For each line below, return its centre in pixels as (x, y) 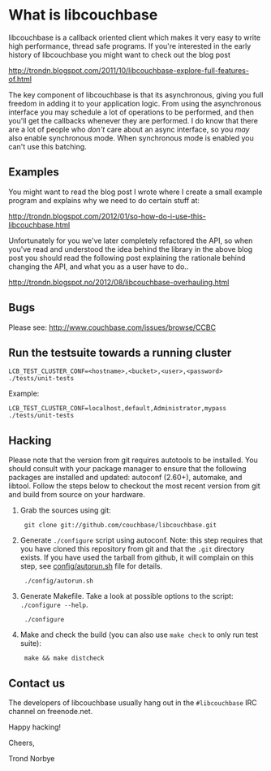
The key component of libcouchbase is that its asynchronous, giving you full (136, 94)
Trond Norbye (32, 758)
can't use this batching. (47, 146)
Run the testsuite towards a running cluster (120, 352)
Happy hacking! (35, 727)
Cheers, (22, 743)
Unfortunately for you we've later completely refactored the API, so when (131, 240)
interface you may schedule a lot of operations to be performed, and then (131, 112)
